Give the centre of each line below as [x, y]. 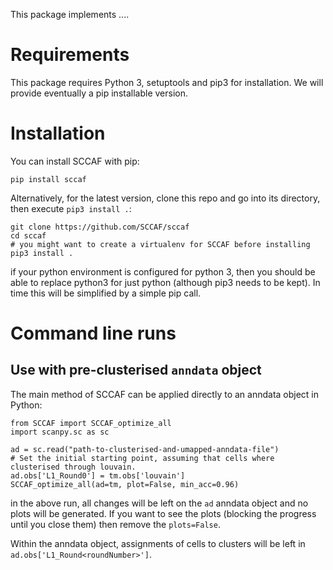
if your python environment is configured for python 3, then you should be [163, 271]
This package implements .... [70, 14]
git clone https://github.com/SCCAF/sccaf [100, 227]
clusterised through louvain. [73, 467]
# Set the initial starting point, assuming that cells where [142, 458]
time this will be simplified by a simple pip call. [106, 293]
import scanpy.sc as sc [60, 432]
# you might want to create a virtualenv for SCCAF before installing [160, 244]
